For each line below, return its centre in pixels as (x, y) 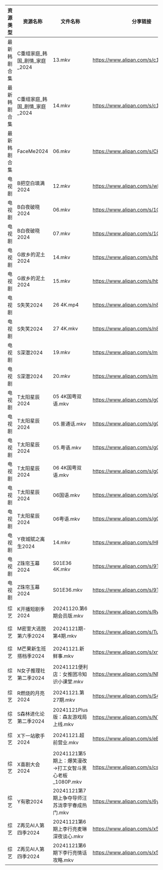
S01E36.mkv (68, 590)
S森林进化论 (31, 714)
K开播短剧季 (31, 609)
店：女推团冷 (67, 674)
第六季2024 (31, 636)
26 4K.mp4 (66, 305)
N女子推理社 (31, 671)
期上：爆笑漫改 (70, 761)
